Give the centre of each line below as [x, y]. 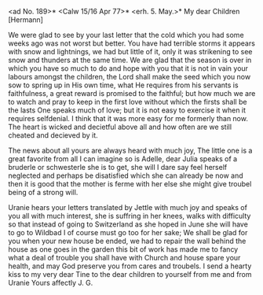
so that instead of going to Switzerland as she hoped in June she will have [128, 224]
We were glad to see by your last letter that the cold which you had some [126, 35]
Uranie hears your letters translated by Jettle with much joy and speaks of [128, 207]
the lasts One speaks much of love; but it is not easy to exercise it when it [127, 110]
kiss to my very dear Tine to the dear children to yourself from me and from [130, 274]
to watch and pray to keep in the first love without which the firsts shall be [128, 102]
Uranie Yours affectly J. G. [51, 283]
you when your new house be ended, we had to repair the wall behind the [127, 241]
